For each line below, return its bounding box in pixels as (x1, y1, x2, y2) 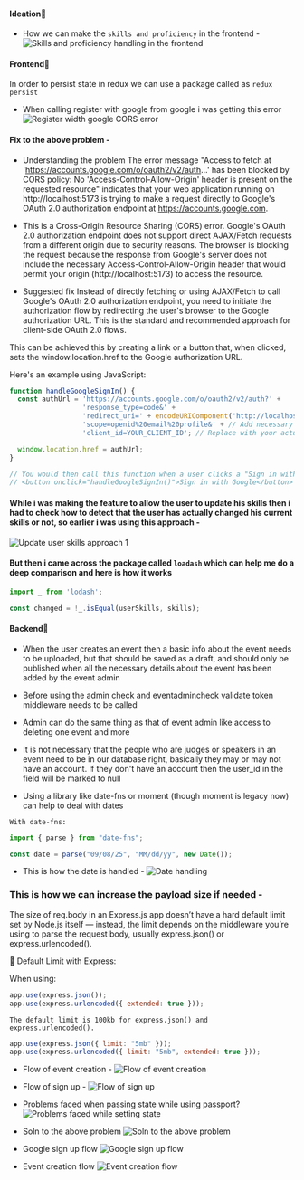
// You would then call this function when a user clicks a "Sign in (9, 470, 278, 479)
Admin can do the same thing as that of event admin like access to (22, 717, 271, 728)
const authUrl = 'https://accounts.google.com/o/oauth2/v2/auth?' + (17, 395, 281, 404)
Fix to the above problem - (9, 135, 110, 145)
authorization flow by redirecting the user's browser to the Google (22, 305, 270, 316)
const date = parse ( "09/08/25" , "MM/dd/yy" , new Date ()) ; (9, 850, 233, 859)
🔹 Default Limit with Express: (9, 956, 117, 966)
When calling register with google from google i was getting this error (22, 104, 282, 115)
